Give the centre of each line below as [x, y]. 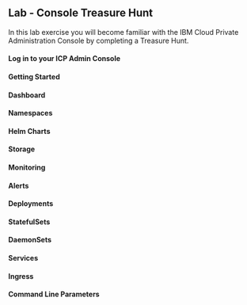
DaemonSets [30, 240]
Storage [22, 149]
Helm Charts [29, 131]
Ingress [21, 276]
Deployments [31, 204]
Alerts [19, 185]
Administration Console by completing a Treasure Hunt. [99, 40]
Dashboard [27, 95]
